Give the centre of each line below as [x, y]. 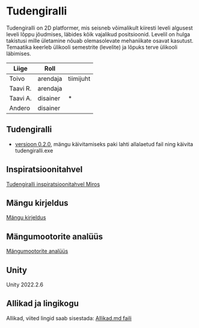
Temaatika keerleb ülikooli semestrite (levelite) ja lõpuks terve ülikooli [92, 47]
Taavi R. [20, 88]
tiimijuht [79, 79]
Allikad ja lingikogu [43, 304]
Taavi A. [20, 98]
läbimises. [19, 53]
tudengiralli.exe [34, 150]
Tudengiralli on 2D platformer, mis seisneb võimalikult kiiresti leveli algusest [100, 28]
